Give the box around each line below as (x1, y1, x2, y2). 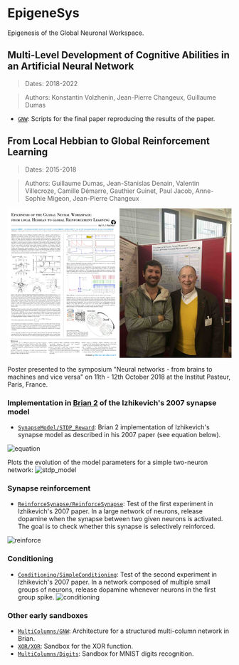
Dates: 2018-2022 (24, 79, 78, 88)
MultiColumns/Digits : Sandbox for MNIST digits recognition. (17, 649, 194, 658)
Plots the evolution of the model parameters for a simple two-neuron (7, 458, 208, 467)
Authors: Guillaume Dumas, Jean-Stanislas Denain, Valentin (24, 179, 200, 187)
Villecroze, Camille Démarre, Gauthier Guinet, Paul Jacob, (24, 187, 194, 195)
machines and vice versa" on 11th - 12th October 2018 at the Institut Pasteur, (7, 372, 231, 381)
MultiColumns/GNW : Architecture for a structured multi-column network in (17, 627, 230, 635)
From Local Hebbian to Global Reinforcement (7, 135, 210, 147)
